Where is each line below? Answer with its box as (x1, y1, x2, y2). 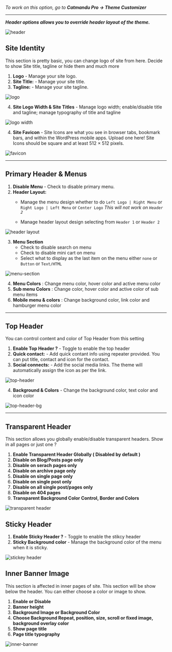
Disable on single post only (12, 479, 72, 485)
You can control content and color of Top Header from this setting (5, 336, 144, 342)
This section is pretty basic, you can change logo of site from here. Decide (5, 58, 163, 64)
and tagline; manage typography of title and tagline (12, 109, 121, 115)
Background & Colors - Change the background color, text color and (12, 387, 158, 394)
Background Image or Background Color (12, 609, 100, 616)
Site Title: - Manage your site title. (12, 78, 85, 84)
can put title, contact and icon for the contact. (12, 357, 110, 363)
